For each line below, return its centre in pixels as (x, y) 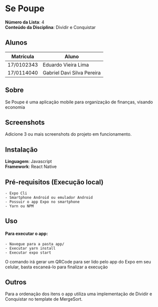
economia (15, 107)
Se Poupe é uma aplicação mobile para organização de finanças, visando (79, 102)
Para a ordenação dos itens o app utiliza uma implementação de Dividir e (79, 294)
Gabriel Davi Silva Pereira (72, 72)
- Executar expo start (28, 253)
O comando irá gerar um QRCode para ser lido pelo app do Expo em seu (78, 261)
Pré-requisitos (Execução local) (54, 182)
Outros (16, 282)
